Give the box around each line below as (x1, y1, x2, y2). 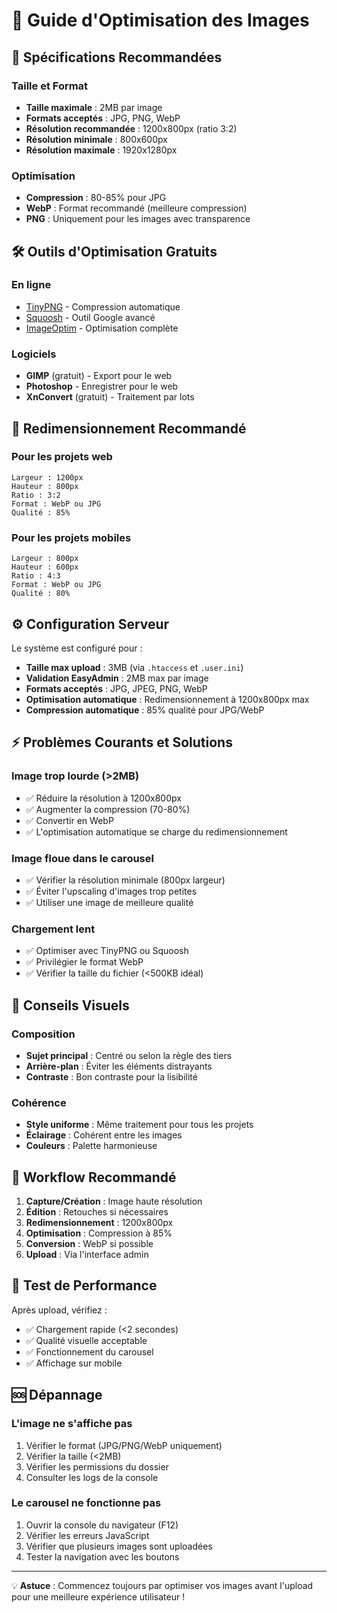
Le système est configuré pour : (11, 642, 143, 654)
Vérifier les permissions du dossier (25, 1460, 169, 1473)
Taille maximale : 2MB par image (25, 101, 163, 113)
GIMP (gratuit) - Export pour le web (25, 370, 173, 382)
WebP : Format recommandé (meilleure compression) (25, 202, 248, 214)
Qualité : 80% (11, 589, 71, 599)
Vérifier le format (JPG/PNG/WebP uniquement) (25, 1439, 223, 1451)
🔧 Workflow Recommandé (11, 1169, 177, 1186)
